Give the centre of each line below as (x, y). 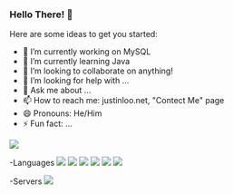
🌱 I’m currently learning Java (76, 62)
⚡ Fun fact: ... (47, 124)
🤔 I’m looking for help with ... (76, 81)
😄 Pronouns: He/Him (62, 113)
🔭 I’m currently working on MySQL (87, 52)
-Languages (32, 163)
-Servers (26, 181)
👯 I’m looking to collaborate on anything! (98, 71)
